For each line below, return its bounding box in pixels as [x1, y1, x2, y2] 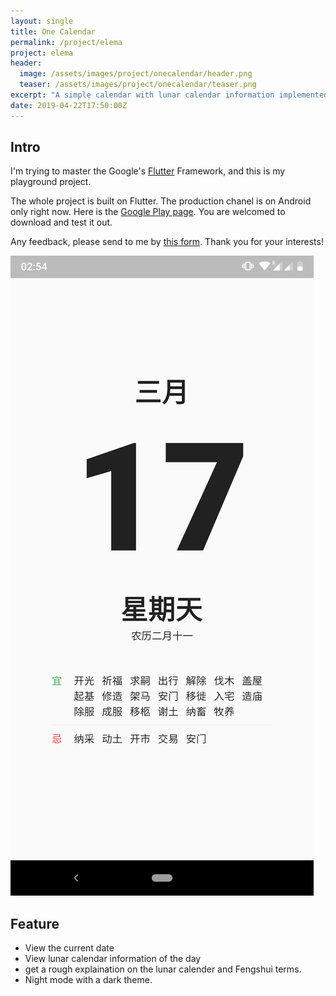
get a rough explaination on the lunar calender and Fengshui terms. [24, 963, 302, 975]
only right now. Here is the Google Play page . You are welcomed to [10, 206, 286, 218]
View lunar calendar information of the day [24, 953, 202, 965]
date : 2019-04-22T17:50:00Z [10, 100, 128, 110]
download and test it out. [10, 216, 113, 229]
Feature [10, 915, 60, 932]
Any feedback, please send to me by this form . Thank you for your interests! [10, 236, 324, 248]
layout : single [10, 16, 74, 26]
